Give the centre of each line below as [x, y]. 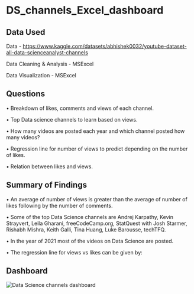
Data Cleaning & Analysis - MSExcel [50, 64]
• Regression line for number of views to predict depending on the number [97, 149]
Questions [26, 94]
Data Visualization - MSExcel [41, 75]
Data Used [26, 32]
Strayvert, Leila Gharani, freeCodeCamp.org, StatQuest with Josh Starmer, [97, 223]
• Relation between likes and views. [50, 166]
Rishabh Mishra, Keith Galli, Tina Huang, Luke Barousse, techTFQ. [86, 229]
